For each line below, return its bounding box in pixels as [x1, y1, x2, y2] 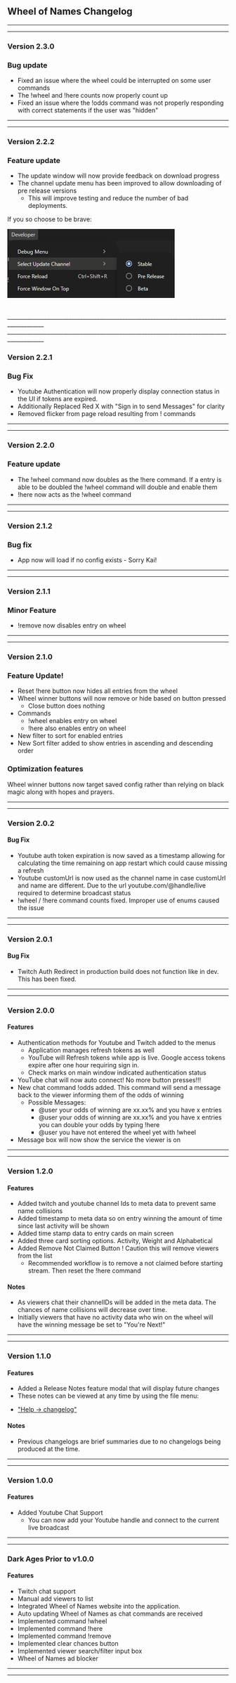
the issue [17, 903, 44, 912]
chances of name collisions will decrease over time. [17, 1306, 167, 1314]
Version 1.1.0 [7, 1351, 51, 1361]
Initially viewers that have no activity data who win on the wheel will [17, 1313, 214, 1322]
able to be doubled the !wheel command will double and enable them [17, 483, 218, 491]
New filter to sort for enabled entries [17, 732, 123, 740]
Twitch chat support [17, 1587, 76, 1595]
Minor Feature [7, 605, 57, 615]
